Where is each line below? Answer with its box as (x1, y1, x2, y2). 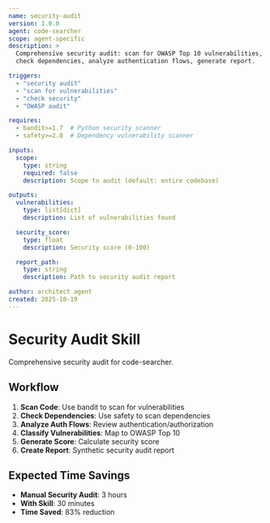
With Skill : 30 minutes (19, 499, 95, 508)
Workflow (8, 380, 59, 394)
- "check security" (15, 94, 82, 102)
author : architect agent (8, 288, 92, 296)
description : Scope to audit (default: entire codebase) (23, 176, 220, 185)
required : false (23, 169, 79, 177)
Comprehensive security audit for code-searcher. (8, 357, 174, 367)
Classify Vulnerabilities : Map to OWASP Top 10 (19, 427, 181, 438)
